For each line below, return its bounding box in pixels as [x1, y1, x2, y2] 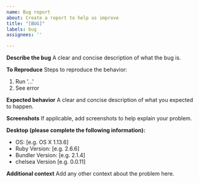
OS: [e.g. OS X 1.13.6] [15, 139, 69, 146]
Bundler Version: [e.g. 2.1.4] [15, 152, 86, 159]
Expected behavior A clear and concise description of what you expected [6, 96, 193, 104]
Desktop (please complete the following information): [6, 127, 146, 134]
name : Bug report [6, 9, 51, 15]
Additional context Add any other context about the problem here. [6, 170, 175, 177]
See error [15, 84, 40, 92]
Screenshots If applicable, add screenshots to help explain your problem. [6, 115, 192, 122]
